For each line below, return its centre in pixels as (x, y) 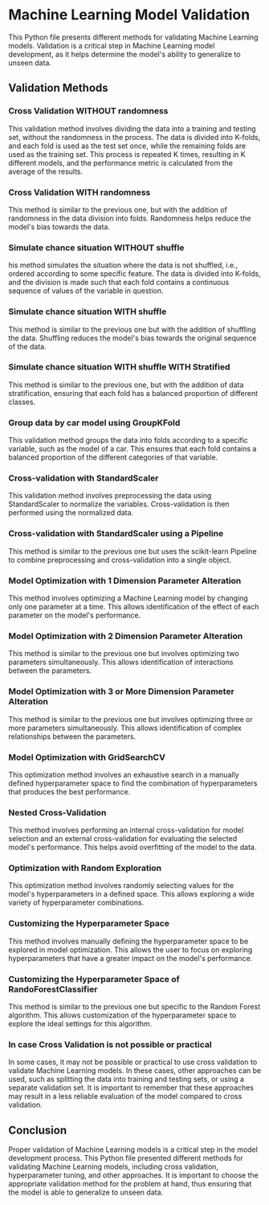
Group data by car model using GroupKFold (94, 423)
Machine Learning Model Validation (129, 15)
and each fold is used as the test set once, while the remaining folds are (127, 146)
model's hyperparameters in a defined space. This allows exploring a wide (131, 894)
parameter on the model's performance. (75, 615)
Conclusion (38, 1130)
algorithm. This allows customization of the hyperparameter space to (122, 1015)
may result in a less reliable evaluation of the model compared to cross (125, 1096)
